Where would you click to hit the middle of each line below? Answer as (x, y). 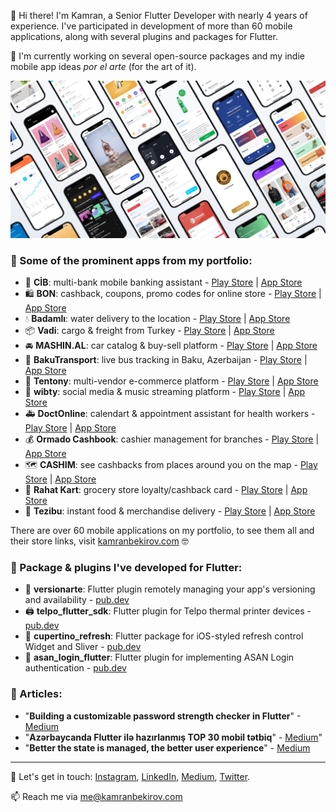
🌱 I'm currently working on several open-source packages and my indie (157, 56)
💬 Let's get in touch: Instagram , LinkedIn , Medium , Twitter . (130, 776)
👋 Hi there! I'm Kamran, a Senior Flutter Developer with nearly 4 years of (159, 15)
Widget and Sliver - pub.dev (83, 647)
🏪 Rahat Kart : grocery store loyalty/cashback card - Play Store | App (166, 490)
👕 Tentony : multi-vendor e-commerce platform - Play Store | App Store (171, 381)
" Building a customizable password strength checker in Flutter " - (163, 716)
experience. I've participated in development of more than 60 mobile (151, 26)
